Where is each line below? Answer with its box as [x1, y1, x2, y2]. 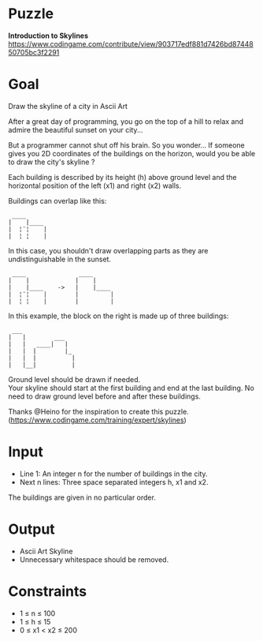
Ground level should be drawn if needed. [8, 374, 141, 384]
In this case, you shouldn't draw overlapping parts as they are [8, 246, 209, 255]
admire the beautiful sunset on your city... [8, 125, 143, 134]
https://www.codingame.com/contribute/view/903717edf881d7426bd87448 [8, 39, 254, 48]
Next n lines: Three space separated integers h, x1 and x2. [19, 477, 209, 486]
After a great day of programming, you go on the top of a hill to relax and [8, 116, 244, 126]
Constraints [8, 582, 87, 600]
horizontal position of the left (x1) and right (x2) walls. [8, 181, 182, 190]
